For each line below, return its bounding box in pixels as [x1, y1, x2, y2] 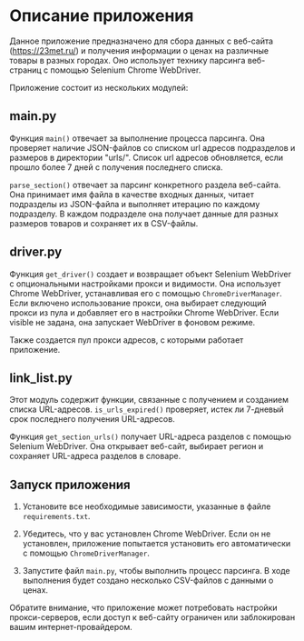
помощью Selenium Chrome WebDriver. [50, 65, 201, 75]
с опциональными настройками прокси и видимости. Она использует [9, 278, 281, 289]
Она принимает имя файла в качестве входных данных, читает [9, 188, 255, 200]
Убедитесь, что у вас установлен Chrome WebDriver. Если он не [22, 528, 271, 539]
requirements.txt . [22, 511, 91, 522]
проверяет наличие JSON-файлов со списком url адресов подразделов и [9, 142, 296, 153]
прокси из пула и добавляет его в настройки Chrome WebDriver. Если [9, 306, 279, 318]
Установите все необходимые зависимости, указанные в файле [22, 501, 271, 512]
